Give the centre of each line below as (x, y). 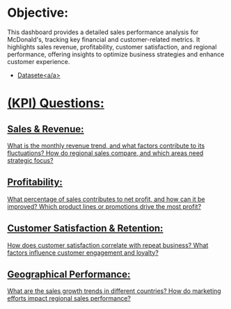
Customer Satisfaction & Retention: (85, 229)
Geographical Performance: (69, 274)
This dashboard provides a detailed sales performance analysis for (103, 32)
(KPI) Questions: (56, 103)
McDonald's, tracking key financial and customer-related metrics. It (104, 39)
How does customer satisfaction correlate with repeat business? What (108, 245)
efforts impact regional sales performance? (69, 299)
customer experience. (39, 61)
